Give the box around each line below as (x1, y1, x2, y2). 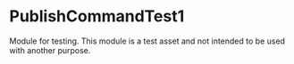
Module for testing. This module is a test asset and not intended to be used (9, 36, 286, 46)
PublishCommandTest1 (9, 6, 185, 27)
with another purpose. (9, 44, 91, 55)
